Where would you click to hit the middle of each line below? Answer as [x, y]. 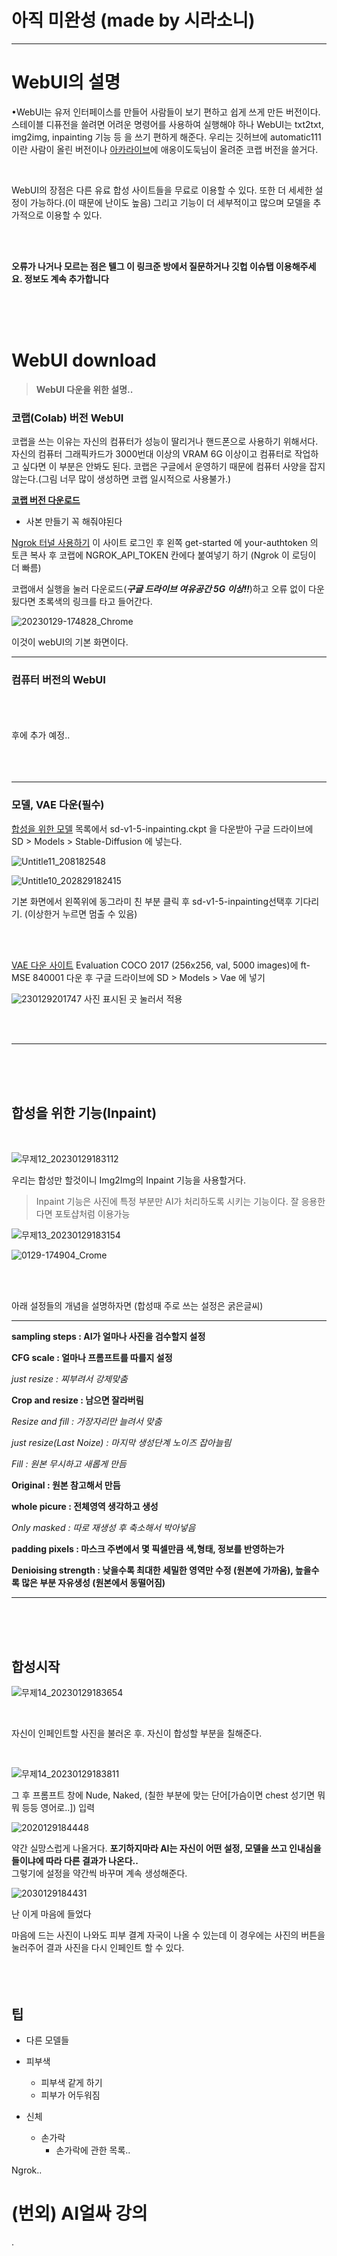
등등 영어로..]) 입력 [58, 1808]
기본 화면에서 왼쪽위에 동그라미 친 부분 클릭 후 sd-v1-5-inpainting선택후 [152, 901]
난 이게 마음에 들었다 [51, 1914]
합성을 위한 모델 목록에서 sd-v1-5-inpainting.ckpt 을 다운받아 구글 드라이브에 [162, 828]
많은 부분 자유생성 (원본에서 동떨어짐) [93, 1582]
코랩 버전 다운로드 [46, 500]
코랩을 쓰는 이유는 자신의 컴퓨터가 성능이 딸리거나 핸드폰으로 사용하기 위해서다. [165, 442]
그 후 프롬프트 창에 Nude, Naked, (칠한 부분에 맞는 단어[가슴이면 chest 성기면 [163, 1795]
